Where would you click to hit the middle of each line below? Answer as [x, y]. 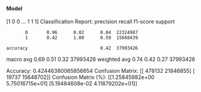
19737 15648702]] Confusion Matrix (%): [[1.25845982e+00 [80, 77]
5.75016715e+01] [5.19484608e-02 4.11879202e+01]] [72, 84]
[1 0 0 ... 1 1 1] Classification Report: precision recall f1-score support [91, 22]
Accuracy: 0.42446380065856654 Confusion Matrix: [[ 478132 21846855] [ [100, 71]
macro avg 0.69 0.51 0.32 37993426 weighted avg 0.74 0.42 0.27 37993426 [101, 59]
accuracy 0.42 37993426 [72, 48]
